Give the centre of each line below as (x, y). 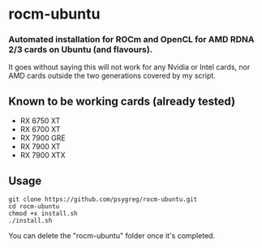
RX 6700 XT (40, 130)
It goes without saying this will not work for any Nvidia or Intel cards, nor (129, 67)
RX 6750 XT (40, 121)
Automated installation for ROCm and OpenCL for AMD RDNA (131, 40)
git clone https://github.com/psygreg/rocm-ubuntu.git (103, 199)
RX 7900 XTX (43, 156)
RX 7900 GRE (43, 138)
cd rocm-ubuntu (34, 207)
